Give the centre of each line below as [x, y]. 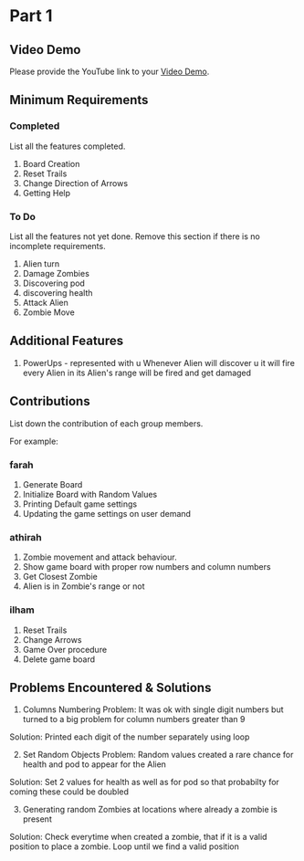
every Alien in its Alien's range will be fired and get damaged [137, 373]
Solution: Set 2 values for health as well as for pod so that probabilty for [145, 782]
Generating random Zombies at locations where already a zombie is [150, 810]
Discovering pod [53, 283]
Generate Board [52, 484]
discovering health [58, 292]
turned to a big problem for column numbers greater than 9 [134, 719]
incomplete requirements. [58, 246]
